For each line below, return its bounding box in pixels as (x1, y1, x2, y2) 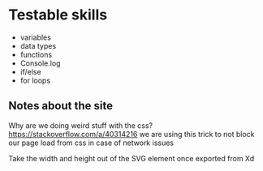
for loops (19, 75, 51, 85)
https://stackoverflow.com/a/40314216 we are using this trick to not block (8, 129, 255, 139)
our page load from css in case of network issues (8, 138, 175, 147)
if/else (19, 66, 42, 76)
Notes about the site (8, 99, 114, 113)
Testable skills (8, 6, 108, 24)
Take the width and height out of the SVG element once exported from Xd (8, 153, 255, 163)
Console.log (19, 58, 61, 68)
